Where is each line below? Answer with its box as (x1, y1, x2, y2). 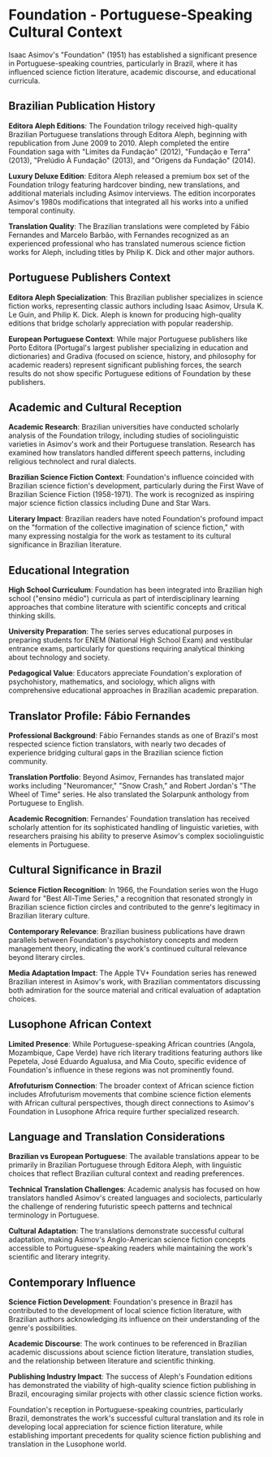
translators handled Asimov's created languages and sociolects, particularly (8, 1193, 262, 1203)
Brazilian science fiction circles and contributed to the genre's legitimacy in (8, 901, 260, 911)
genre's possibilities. (8, 1323, 77, 1333)
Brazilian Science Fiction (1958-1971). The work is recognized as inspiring (8, 490, 254, 499)
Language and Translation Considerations (8, 1131, 226, 1144)
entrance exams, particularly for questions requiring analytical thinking (8, 644, 245, 654)
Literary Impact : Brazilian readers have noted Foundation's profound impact (8, 514, 264, 524)
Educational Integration (8, 563, 130, 577)
